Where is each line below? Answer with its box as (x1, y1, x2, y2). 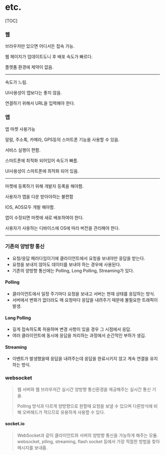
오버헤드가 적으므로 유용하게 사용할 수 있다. (22, 409, 106, 415)
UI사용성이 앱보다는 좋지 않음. (5, 90, 62, 96)
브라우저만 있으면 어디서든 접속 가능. (5, 43, 75, 49)
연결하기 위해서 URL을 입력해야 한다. (5, 100, 75, 106)
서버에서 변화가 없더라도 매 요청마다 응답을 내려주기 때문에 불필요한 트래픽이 (12, 297, 158, 303)
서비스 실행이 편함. (5, 147, 41, 153)
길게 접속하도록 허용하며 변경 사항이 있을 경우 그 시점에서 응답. (12, 326, 132, 332)
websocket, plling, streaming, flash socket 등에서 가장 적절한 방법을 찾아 (17, 438, 160, 444)
